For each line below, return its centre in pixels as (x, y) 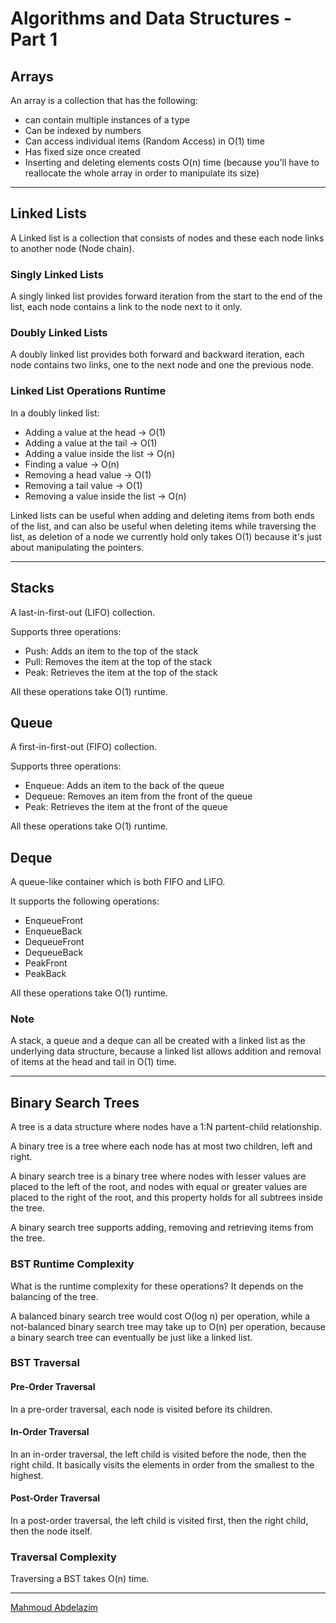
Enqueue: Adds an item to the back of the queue (124, 786)
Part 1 (34, 39)
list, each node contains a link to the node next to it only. (126, 307)
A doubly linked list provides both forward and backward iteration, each (157, 354)
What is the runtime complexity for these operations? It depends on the (157, 1286)
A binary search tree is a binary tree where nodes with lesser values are (158, 1176)
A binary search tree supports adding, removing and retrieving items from (162, 1228)
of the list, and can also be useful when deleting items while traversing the (163, 526)
